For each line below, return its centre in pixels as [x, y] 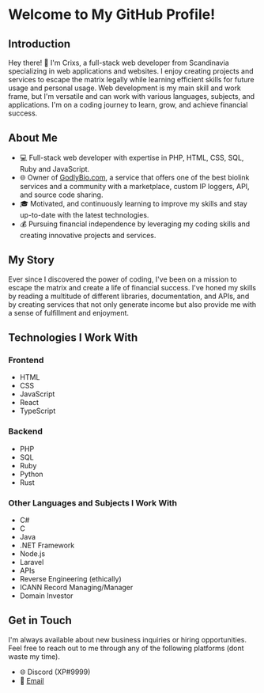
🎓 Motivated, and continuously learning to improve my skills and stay [133, 203]
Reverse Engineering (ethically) [71, 578]
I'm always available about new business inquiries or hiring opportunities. [128, 639]
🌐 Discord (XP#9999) [55, 672]
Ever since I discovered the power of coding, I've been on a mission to [123, 279]
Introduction [40, 44]
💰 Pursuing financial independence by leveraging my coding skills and [135, 224]
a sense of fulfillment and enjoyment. [68, 312]
